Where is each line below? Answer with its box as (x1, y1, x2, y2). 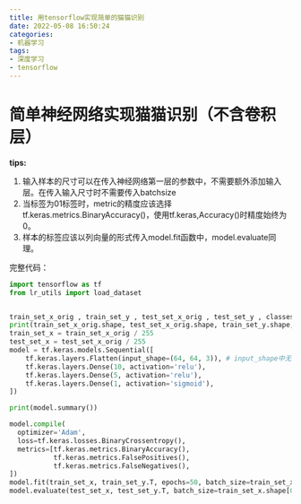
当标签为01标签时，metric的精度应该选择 (21, 198, 173, 209)
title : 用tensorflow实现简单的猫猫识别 (9, 13, 145, 22)
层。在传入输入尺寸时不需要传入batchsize (21, 187, 176, 197)
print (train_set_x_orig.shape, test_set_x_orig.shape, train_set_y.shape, (9, 320, 295, 330)
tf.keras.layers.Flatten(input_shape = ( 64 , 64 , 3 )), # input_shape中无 (25, 353, 292, 363)
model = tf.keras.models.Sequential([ (9, 346, 154, 355)
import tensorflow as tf (9, 280, 102, 289)
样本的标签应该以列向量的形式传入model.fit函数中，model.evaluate (21, 231, 269, 242)
